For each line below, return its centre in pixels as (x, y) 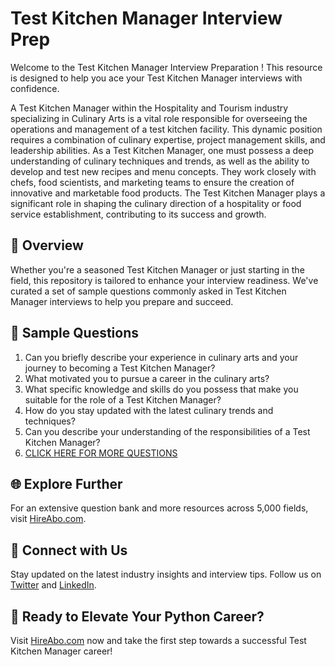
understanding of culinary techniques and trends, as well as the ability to (160, 161)
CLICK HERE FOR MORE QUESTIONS (101, 453)
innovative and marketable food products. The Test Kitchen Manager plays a (168, 193)
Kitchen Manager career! (61, 651)
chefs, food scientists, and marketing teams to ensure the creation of (152, 182)
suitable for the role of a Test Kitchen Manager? (123, 399)
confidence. (35, 88)
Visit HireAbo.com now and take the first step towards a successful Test (158, 640)
